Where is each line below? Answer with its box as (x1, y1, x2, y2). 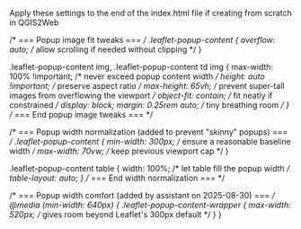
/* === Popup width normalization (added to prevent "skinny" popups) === (9, 127, 288, 137)
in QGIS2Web (9, 17, 59, 28)
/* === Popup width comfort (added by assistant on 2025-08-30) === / (9, 190, 276, 200)
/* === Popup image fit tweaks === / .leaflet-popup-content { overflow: (9, 35, 276, 45)
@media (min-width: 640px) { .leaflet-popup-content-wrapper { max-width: (9, 199, 291, 210)
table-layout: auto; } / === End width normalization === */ (9, 172, 226, 183)
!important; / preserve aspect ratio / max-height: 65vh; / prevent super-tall (9, 81, 285, 91)
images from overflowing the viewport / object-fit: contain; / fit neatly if (9, 90, 273, 101)
